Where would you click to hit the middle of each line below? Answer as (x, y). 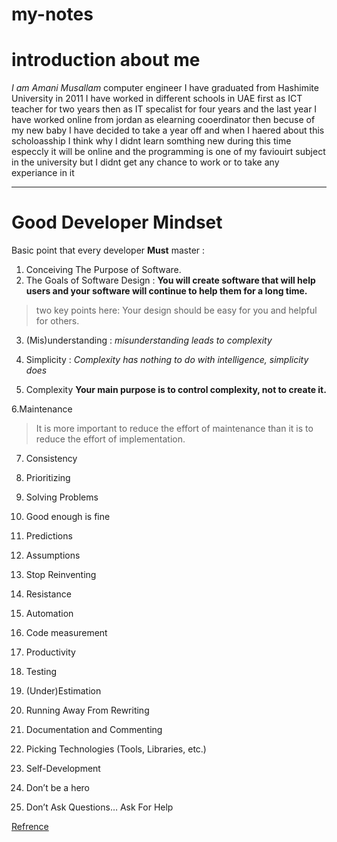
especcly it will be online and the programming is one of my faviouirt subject (168, 152)
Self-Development (63, 769)
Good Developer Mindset (117, 222)
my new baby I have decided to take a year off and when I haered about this (168, 130)
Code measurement (66, 633)
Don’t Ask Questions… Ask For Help (99, 807)
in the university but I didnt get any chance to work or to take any (145, 162)
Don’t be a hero (58, 788)
